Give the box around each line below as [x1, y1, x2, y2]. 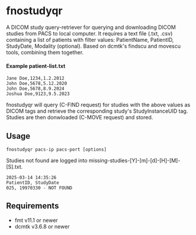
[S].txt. [6, 163, 23, 170]
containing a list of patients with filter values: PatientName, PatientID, [6, 36, 174, 43]
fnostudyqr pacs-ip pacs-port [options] [6, 146, 107, 152]
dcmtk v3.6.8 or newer [14, 223, 70, 230]
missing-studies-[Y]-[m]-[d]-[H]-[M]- [88, 156, 181, 164]
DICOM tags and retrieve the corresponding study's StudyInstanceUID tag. [6, 107, 188, 115]
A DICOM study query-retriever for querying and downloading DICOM [6, 24, 176, 31]
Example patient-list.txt [6, 62, 66, 69]
